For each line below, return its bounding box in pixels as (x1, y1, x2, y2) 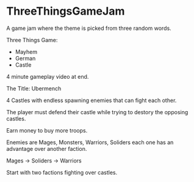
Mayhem (15, 48, 38, 56)
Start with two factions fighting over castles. (6, 169, 118, 176)
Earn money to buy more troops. (6, 126, 88, 134)
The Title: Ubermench (6, 84, 62, 92)
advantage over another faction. (6, 145, 87, 152)
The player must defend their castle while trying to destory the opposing (6, 108, 189, 115)
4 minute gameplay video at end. (6, 73, 89, 80)
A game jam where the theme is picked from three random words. (6, 24, 172, 32)
